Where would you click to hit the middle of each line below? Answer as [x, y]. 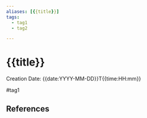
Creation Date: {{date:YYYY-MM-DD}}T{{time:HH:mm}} [74, 79]
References [28, 109]
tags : [13, 17]
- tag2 [19, 28]
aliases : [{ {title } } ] [33, 12]
